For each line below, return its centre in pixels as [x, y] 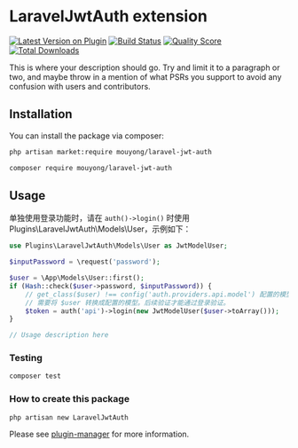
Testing [26, 358]
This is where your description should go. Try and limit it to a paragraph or [145, 67]
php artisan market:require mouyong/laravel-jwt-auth [111, 152]
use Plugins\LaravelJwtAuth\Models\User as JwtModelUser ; [118, 246]
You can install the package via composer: [86, 136]
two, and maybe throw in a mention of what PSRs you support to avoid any [145, 76]
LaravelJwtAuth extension [109, 16]
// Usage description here [59, 335]
